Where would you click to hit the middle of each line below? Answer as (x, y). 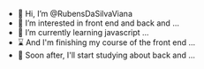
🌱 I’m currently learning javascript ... (83, 32)
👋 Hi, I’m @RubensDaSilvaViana (75, 14)
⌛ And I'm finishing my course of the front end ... (106, 42)
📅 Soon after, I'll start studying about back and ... (106, 55)
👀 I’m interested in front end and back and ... (98, 23)
